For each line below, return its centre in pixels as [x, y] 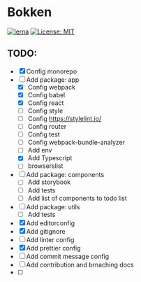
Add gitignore [46, 231]
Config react [46, 103]
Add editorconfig [51, 223]
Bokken [30, 12]
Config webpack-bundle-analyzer [76, 142]
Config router [47, 127]
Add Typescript [50, 158]
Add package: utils [53, 206]
